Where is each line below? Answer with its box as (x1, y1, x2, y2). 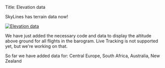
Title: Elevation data (5, 4, 46, 10)
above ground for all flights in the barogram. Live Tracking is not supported (5, 38, 159, 44)
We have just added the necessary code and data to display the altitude (5, 33, 152, 38)
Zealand (5, 58, 22, 64)
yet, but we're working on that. (5, 43, 68, 49)
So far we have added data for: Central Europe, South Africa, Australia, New (5, 53, 160, 59)
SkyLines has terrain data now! (5, 14, 68, 19)
